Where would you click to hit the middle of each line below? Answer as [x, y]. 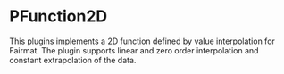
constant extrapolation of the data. [73, 60]
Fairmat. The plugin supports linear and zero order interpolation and [134, 50]
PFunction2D [58, 16]
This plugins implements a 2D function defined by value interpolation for [142, 41]
